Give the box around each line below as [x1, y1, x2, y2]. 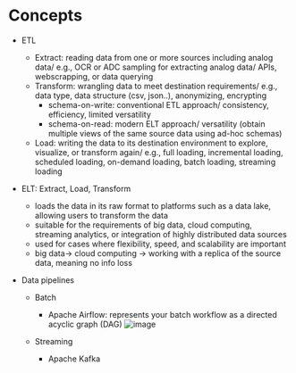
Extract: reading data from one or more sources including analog [34, 52, 274, 62]
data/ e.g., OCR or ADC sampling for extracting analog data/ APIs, [34, 62, 278, 72]
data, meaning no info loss [34, 257, 133, 268]
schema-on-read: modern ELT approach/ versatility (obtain [47, 118, 266, 129]
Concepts [8, 5, 82, 26]
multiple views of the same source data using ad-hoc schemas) [47, 128, 283, 138]
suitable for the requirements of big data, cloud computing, [34, 220, 252, 230]
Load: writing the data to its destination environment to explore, [34, 137, 269, 148]
